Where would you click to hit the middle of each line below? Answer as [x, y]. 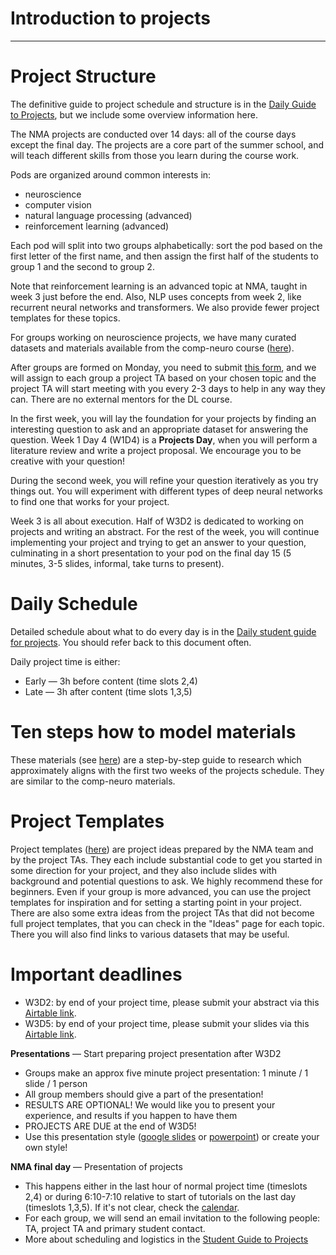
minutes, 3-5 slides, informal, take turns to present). [117, 563]
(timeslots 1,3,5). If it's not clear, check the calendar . [132, 1207]
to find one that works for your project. [90, 501]
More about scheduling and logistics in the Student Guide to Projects [166, 1239]
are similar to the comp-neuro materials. [93, 781]
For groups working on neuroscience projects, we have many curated [153, 337]
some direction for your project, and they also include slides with [143, 870]
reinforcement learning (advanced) [97, 226]
